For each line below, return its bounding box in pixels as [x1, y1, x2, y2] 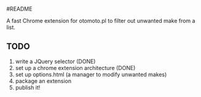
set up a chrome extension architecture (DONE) [15, 64, 136, 71]
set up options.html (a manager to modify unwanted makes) [15, 71, 167, 78]
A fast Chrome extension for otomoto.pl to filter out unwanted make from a [6, 17, 195, 24]
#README [6, 6, 33, 12]
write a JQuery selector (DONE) [15, 58, 96, 65]
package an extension [15, 77, 72, 85]
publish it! [15, 83, 41, 91]
